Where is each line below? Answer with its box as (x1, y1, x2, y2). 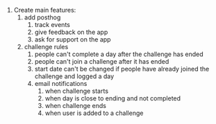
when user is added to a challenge (44, 109, 144, 117)
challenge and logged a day (34, 72, 115, 80)
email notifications (34, 80, 88, 87)
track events (34, 21, 71, 28)
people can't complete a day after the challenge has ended (34, 50, 203, 58)
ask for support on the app (34, 35, 111, 44)
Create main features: (13, 6, 76, 14)
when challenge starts (44, 87, 109, 95)
